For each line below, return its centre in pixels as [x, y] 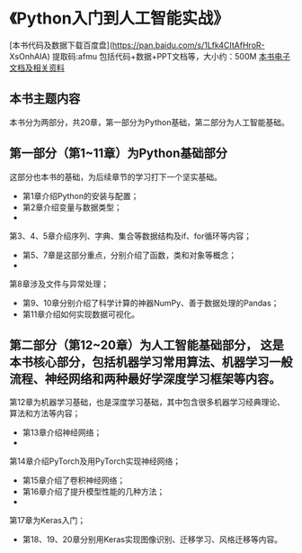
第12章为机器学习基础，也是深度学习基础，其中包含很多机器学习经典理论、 [147, 403]
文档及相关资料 [37, 68]
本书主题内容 [45, 99]
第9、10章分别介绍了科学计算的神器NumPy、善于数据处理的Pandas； [151, 303]
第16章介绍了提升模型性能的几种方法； [93, 492]
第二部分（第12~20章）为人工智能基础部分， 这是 [147, 344]
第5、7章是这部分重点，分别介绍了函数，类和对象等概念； [129, 255]
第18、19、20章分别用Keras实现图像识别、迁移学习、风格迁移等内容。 [152, 539]
